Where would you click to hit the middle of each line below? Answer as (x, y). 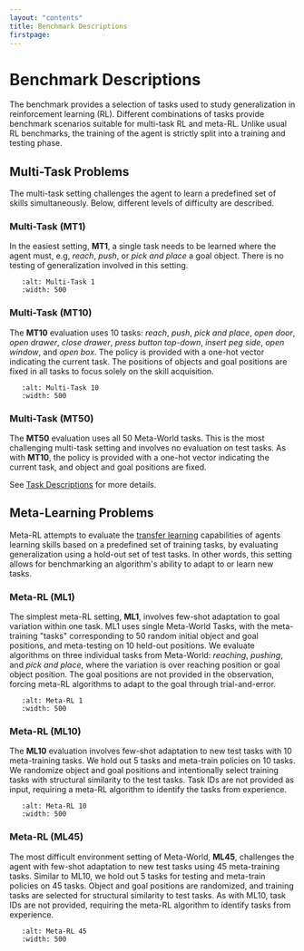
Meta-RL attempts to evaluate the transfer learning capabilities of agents (145, 535)
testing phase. (36, 143)
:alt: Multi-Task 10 (60, 388)
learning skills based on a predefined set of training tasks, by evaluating (144, 544)
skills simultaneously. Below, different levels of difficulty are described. (142, 203)
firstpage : (30, 34)
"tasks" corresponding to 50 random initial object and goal (149, 636)
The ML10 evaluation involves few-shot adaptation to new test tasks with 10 (151, 751)
